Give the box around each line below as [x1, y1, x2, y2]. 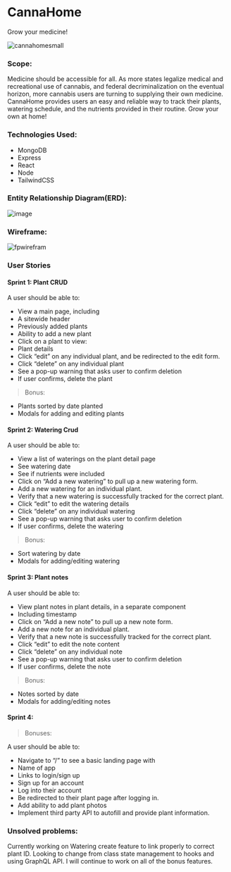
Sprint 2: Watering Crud [7, 425, 79, 434]
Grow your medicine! [7, 27, 68, 36]
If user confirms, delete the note [17, 662, 111, 671]
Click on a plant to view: [17, 337, 87, 346]
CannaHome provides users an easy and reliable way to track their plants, [7, 97, 222, 106]
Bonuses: [24, 728, 52, 737]
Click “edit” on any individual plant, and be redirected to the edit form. [17, 352, 220, 361]
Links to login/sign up [17, 771, 80, 779]
